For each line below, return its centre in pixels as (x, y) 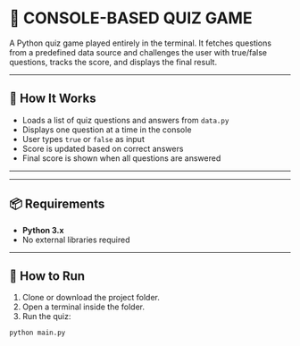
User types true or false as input (83, 139)
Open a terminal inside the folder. (83, 307)
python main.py (37, 333)
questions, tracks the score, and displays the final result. (113, 62)
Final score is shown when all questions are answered (121, 158)
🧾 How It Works (53, 99)
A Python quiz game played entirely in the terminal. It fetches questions (141, 43)
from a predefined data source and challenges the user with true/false (138, 52)
